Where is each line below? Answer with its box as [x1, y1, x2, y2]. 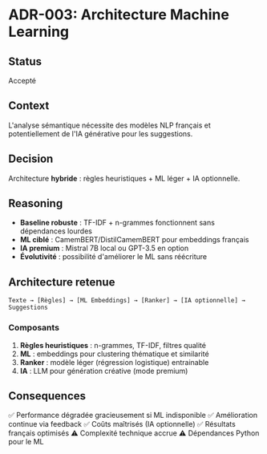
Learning [8, 22, 70, 41]
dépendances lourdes [19, 226, 92, 236]
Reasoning [8, 197, 63, 210]
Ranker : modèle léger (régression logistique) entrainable [19, 357, 209, 367]
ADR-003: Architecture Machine [8, 6, 230, 24]
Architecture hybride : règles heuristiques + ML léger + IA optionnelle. [8, 173, 241, 183]
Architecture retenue [8, 275, 115, 289]
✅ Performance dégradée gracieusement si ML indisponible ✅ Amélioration [8, 411, 258, 420]
